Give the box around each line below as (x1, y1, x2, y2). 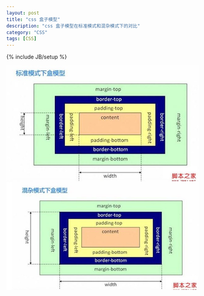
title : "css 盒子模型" (6, 16, 60, 23)
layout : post (6, 10, 40, 16)
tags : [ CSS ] (6, 35, 37, 42)
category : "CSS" (6, 29, 48, 35)
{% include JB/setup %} (6, 53, 67, 61)
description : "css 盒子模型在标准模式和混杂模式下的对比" (6, 23, 140, 29)
